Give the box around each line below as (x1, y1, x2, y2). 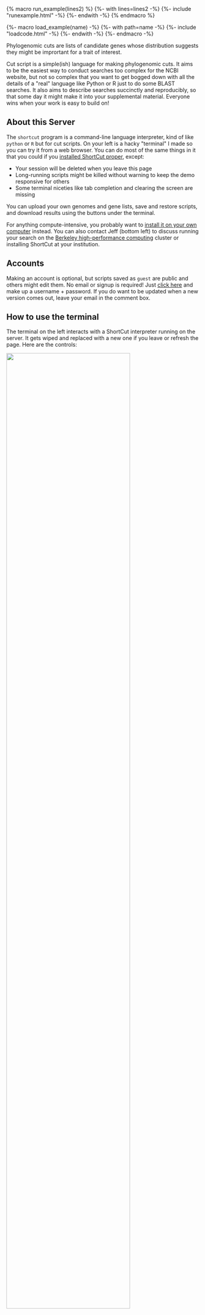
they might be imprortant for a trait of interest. (6, 48, 122, 56)
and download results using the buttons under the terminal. (6, 209, 156, 216)
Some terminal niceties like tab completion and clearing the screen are (15, 184, 193, 192)
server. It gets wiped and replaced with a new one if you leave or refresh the (6, 334, 199, 342)
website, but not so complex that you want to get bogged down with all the (6, 73, 195, 80)
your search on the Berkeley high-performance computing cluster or (6, 234, 179, 241)
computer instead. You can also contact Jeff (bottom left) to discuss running (6, 227, 199, 235)
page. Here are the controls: (6, 341, 78, 349)
